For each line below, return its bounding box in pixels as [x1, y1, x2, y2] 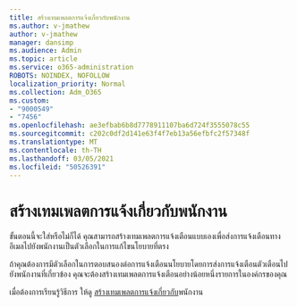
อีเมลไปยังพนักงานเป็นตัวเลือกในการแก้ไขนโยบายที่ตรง [9, 241, 170, 252]
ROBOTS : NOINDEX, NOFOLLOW [9, 71, 110, 80]
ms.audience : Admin [9, 46, 82, 55]
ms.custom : [9, 95, 50, 105]
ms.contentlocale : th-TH [9, 145, 102, 154]
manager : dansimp [9, 37, 74, 47]
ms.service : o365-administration [9, 63, 134, 72]
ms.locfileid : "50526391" [9, 162, 106, 171]
